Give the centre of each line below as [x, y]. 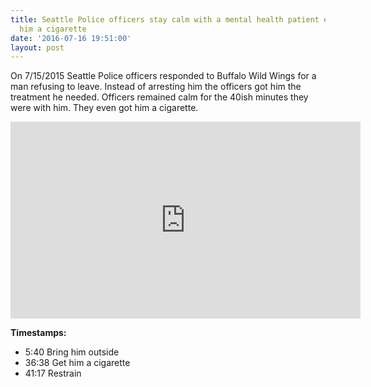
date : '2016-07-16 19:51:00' [71, 38]
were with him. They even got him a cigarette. [104, 108]
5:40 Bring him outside [72, 352]
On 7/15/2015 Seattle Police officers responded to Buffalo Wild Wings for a [163, 76]
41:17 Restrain [53, 373]
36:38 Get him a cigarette [77, 363]
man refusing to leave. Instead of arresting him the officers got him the [156, 87]
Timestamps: [38, 333]
